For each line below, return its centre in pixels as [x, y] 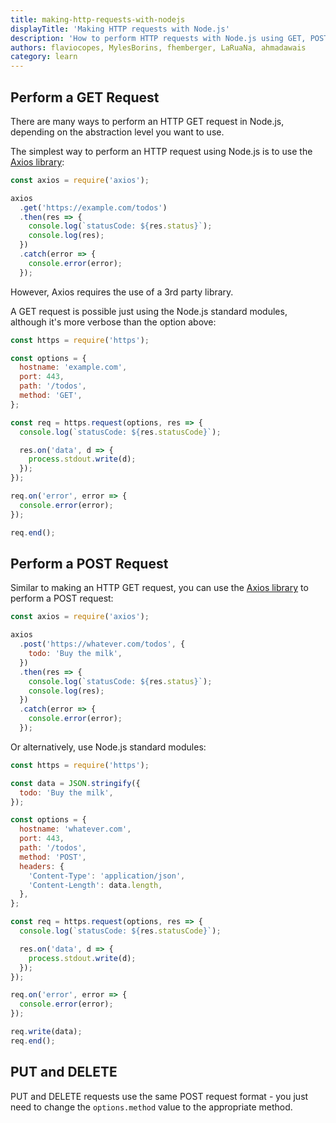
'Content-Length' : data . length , [95, 885]
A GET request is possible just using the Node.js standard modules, [149, 311]
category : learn [44, 57]
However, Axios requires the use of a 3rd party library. [122, 292]
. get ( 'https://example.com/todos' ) [93, 207]
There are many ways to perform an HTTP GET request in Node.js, [147, 121]
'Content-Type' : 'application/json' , [107, 876]
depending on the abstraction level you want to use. [117, 132]
